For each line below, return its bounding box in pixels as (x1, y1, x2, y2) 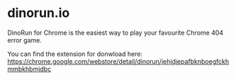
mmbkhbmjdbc (7, 64, 52, 73)
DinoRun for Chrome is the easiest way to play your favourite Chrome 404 (7, 28, 224, 37)
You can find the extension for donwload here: (7, 50, 143, 58)
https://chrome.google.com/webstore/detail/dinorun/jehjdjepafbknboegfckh (7, 57, 229, 65)
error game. (7, 35, 43, 44)
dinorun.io (7, 5, 70, 21)
